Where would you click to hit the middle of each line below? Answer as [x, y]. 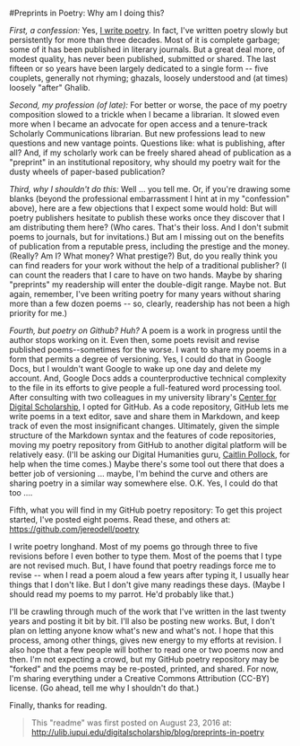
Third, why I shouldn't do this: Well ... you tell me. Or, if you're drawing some [150, 189]
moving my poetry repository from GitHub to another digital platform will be [148, 445]
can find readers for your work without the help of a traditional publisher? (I [148, 265]
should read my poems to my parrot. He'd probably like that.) [122, 594]
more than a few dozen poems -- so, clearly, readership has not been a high [150, 303]
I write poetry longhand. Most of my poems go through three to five [133, 546]
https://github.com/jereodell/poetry [74, 529]
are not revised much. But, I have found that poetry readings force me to [142, 566]
